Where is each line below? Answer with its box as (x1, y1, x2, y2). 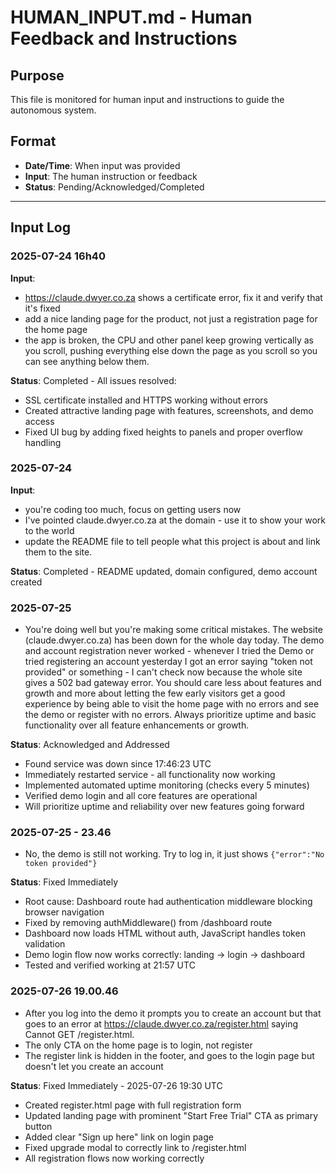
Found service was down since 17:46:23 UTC (24, 758, 212, 770)
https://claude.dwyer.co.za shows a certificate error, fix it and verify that (24, 291, 323, 303)
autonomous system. (10, 104, 97, 116)
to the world (24, 524, 75, 536)
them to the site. (24, 546, 93, 558)
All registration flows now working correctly (24, 1152, 205, 1164)
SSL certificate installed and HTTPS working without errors (24, 394, 268, 406)
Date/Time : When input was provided (24, 159, 181, 171)
